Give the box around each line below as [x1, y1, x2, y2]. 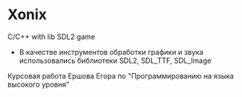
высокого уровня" [7, 80, 69, 89]
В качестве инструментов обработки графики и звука [18, 47, 204, 56]
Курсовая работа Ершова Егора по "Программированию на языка [7, 71, 235, 80]
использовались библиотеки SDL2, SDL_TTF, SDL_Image [18, 56, 212, 65]
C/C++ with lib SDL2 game [7, 32, 96, 41]
